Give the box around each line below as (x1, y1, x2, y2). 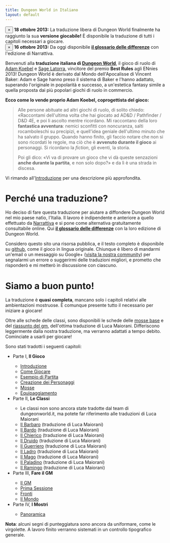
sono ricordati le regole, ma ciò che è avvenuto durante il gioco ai (17, 139, 157, 145)
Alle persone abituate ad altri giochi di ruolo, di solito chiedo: (17, 107, 145, 113)
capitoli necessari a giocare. (5, 38, 64, 44)
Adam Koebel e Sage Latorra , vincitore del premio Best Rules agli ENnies (5, 65, 158, 72)
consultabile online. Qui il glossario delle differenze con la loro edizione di (5, 225, 161, 231)
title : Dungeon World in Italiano (5, 7, 79, 13)
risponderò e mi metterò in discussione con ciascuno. (5, 262, 118, 268)
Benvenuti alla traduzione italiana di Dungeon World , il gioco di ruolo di (5, 60, 156, 66)
